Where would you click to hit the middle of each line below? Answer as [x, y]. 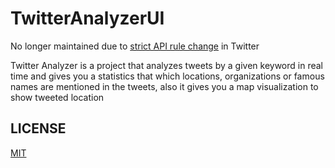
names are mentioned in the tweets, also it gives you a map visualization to [164, 86]
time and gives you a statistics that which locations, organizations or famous [167, 76]
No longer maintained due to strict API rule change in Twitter [135, 46]
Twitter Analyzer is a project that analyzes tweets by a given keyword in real [166, 65]
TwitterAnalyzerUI [87, 18]
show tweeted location [57, 97]
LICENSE [38, 128]
